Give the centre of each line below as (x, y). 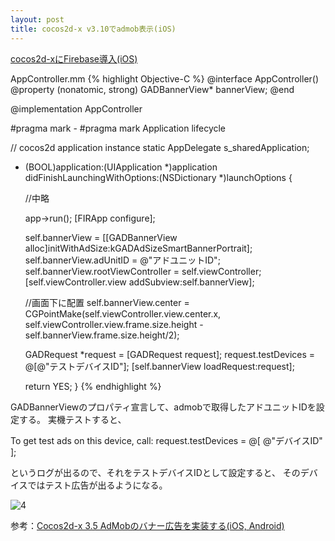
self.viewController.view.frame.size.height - (114, 324)
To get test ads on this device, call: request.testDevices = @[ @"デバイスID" (166, 440)
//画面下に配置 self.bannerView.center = (107, 302)
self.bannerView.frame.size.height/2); (102, 335)
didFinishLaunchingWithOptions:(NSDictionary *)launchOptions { (158, 177)
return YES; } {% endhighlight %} (93, 386)
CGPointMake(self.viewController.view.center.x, (123, 313)
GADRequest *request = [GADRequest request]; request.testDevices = (170, 354)
